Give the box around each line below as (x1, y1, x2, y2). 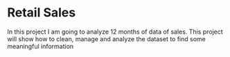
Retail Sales (7, 5, 76, 21)
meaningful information (7, 42, 74, 50)
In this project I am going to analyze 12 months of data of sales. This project (7, 27, 223, 36)
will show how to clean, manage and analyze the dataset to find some (7, 34, 206, 43)
